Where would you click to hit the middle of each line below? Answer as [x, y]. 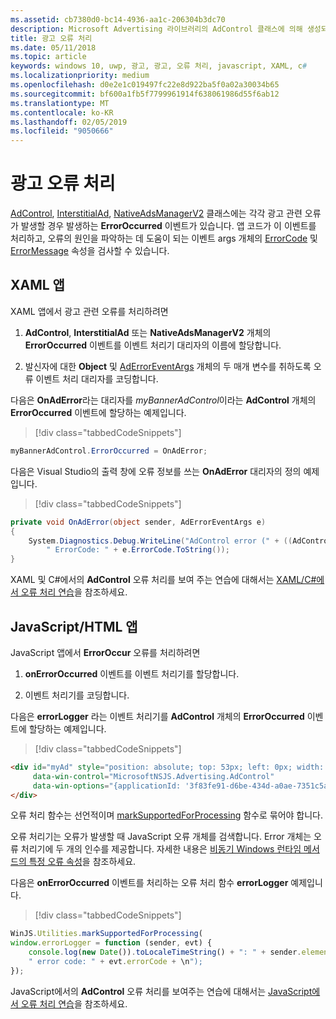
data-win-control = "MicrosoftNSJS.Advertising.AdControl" [153, 776]
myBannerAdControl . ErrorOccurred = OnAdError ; [109, 451]
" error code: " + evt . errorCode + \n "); [115, 962]
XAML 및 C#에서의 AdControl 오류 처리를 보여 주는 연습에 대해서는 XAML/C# [163, 580]
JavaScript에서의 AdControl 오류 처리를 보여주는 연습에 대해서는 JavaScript [161, 991]
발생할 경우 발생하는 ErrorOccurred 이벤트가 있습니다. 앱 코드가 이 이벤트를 [168, 226]
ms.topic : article [48, 57]
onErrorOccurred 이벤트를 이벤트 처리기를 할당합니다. [132, 673]
